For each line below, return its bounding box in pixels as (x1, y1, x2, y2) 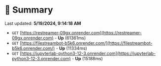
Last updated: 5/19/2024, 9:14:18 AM (4, 20, 82, 26)
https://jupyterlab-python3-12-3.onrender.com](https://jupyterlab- (21, 50, 156, 56)
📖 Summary (4, 4, 53, 16)
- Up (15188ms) (71, 55, 103, 61)
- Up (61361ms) (54, 35, 86, 41)
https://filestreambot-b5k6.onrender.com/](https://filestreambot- (21, 40, 153, 46)
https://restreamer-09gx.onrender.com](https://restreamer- (21, 30, 142, 35)
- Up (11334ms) (56, 45, 87, 51)
